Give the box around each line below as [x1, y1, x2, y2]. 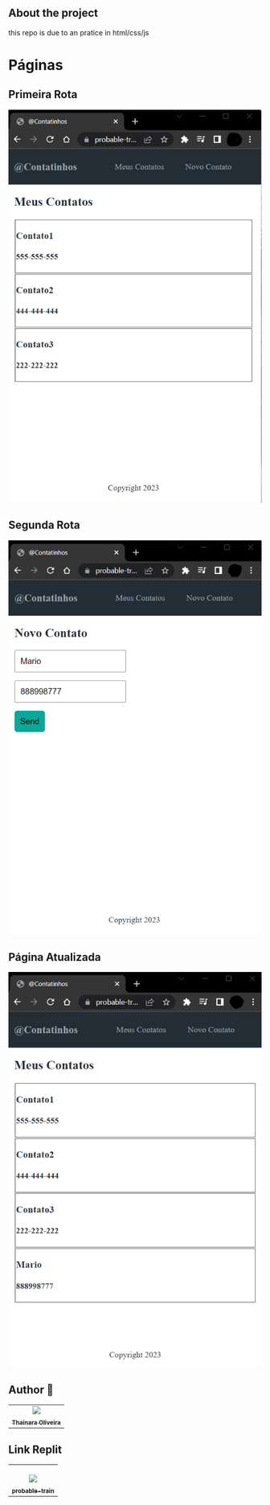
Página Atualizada [8, 950, 101, 964]
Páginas [8, 56, 63, 74]
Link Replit [8, 1442, 63, 1456]
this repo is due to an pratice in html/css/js [8, 27, 149, 37]
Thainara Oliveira [11, 1418, 62, 1426]
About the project [8, 6, 99, 20]
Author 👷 [8, 1383, 54, 1396]
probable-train [11, 1487, 55, 1495]
